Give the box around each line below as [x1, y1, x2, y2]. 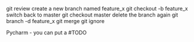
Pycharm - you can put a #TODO [6, 29, 87, 36]
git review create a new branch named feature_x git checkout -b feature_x [6, 5, 188, 12]
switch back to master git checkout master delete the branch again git [6, 11, 178, 18]
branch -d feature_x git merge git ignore [6, 18, 105, 24]
